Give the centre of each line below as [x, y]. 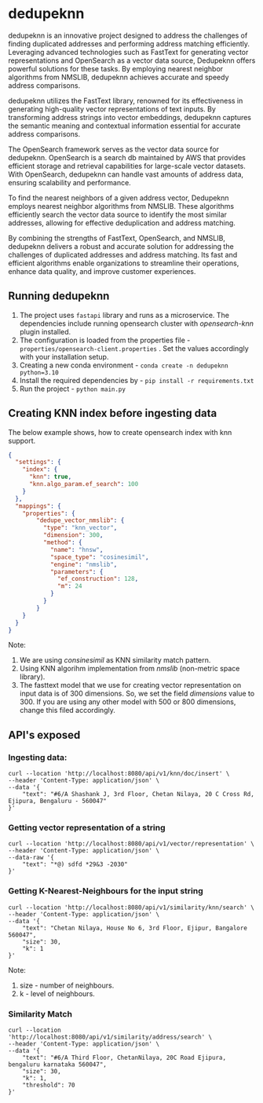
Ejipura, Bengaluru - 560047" [58, 802]
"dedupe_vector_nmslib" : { [80, 520]
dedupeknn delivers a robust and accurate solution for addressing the [121, 246]
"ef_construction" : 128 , [98, 579]
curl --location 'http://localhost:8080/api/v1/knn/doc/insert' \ [119, 774]
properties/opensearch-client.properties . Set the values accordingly [134, 348]
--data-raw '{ [31, 858]
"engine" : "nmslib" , [84, 564]
